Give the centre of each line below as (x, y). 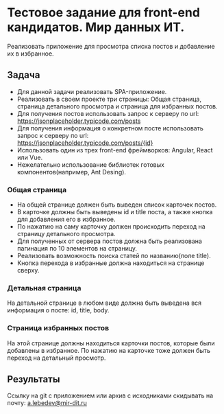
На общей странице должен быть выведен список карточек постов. (117, 205)
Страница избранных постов (58, 328)
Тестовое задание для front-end (104, 13)
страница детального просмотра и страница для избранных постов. (117, 106)
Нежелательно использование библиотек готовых (90, 164)
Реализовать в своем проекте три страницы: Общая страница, (109, 99)
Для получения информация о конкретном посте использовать (110, 128)
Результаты (34, 379)
